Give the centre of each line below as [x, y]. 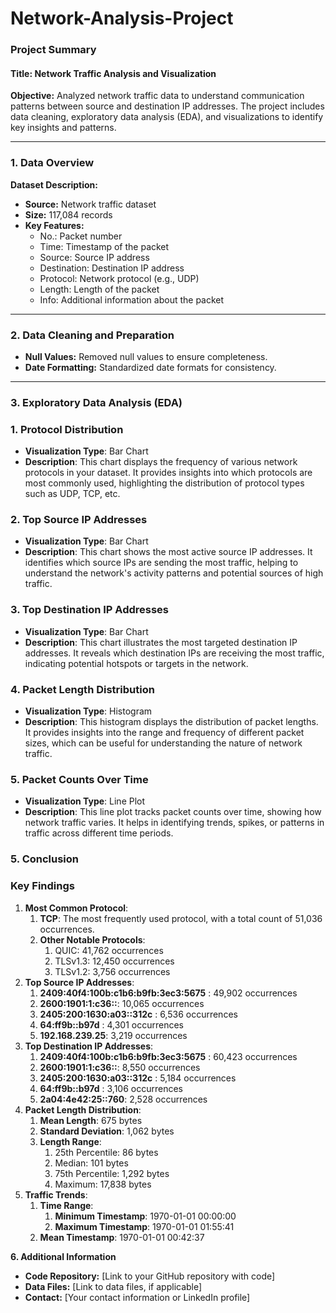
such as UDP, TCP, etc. [72, 494]
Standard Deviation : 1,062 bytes [107, 1131]
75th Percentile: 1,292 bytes [112, 1173]
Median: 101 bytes [91, 1163]
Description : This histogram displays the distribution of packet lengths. [171, 722]
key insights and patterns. [63, 128]
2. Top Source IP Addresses [79, 520]
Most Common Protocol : [76, 908]
